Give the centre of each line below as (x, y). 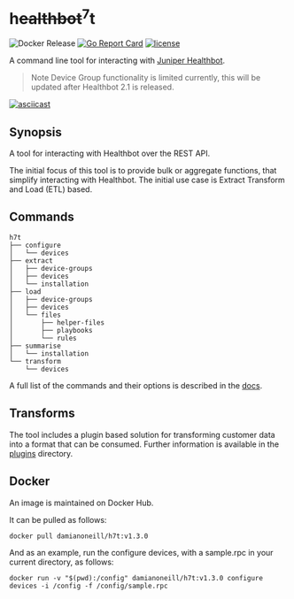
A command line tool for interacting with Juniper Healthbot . (117, 61)
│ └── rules (43, 338)
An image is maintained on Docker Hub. (81, 503)
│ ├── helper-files (57, 323)
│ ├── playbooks (51, 330)
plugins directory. (41, 453)
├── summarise (35, 346)
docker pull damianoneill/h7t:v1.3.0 (79, 536)
